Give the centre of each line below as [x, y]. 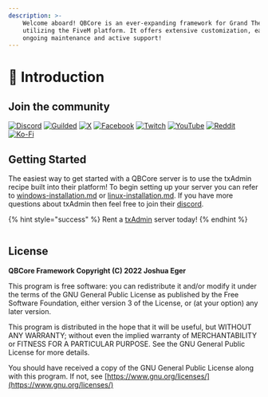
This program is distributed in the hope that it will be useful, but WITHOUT [130, 327]
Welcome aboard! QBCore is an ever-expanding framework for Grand [135, 23]
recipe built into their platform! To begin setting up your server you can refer [133, 187]
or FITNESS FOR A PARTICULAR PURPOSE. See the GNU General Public [127, 344]
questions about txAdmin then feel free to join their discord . [106, 204]
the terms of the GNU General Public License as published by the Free [124, 294]
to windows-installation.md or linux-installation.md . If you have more [121, 195]
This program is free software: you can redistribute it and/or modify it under [132, 286]
